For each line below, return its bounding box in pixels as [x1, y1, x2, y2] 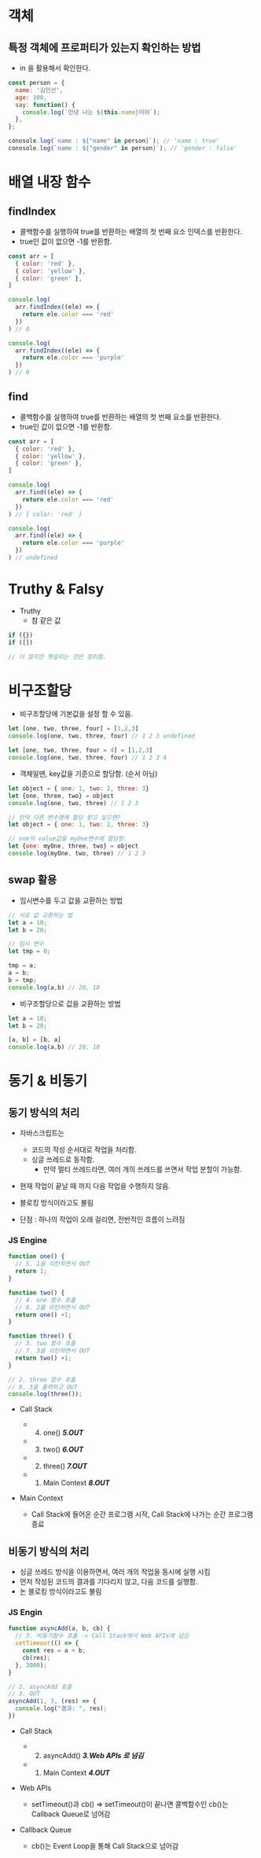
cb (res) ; [22, 1654, 51, 1661]
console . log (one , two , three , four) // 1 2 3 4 [8, 754, 167, 762]
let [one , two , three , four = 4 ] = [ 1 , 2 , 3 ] [8, 746, 153, 755]
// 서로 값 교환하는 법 [8, 911, 73, 919]
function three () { [8, 1332, 72, 1341]
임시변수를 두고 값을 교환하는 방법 [19, 896, 123, 905]
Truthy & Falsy [8, 580, 105, 598]
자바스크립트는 [19, 1128, 64, 1138]
